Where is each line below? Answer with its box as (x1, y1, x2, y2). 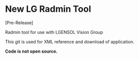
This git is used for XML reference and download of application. (5, 38, 135, 45)
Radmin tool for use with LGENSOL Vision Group (5, 29, 104, 35)
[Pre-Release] (5, 20, 34, 26)
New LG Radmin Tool (5, 3, 91, 15)
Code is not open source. (5, 48, 58, 54)
